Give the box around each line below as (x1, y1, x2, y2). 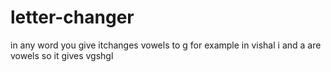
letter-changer (10, 6, 135, 29)
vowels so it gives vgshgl (10, 49, 114, 61)
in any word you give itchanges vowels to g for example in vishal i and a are (10, 39, 322, 51)
